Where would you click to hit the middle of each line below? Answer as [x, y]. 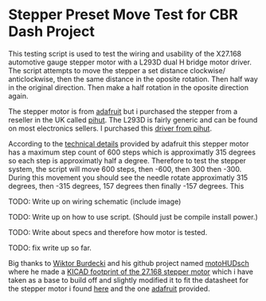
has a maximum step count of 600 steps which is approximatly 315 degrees [132, 152]
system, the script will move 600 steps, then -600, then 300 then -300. [125, 169]
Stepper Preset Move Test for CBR [123, 15]
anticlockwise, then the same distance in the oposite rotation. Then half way [133, 79]
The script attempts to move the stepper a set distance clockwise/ [117, 70]
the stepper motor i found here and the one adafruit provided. [109, 288]
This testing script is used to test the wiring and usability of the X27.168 [125, 53]
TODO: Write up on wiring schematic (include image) [95, 201]
